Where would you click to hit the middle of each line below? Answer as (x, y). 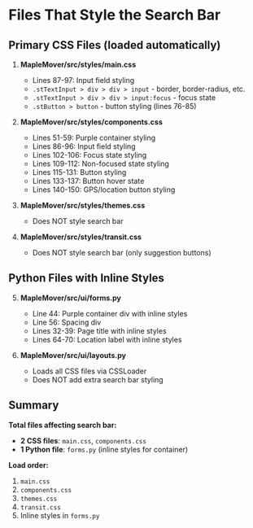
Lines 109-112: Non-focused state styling (100, 164)
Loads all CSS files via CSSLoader (89, 371)
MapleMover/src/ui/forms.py (71, 298)
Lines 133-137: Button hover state (88, 181)
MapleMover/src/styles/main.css (78, 64)
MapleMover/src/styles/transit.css (81, 237)
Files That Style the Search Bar (115, 15)
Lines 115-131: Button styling (79, 172)
